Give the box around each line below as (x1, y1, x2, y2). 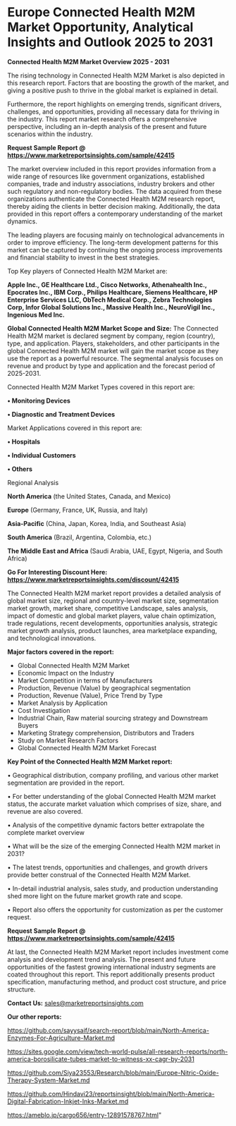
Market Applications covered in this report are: (7, 424, 142, 432)
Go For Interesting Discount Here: (7, 568, 108, 576)
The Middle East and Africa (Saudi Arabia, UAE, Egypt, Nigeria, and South (7, 546, 223, 555)
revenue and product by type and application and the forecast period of (7, 361, 216, 370)
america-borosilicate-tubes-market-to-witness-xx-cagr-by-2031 (7, 1055, 195, 1063)
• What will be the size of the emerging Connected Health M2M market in (7, 842, 221, 850)
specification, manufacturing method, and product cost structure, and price (7, 977, 227, 986)
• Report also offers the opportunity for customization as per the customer (7, 905, 223, 914)
